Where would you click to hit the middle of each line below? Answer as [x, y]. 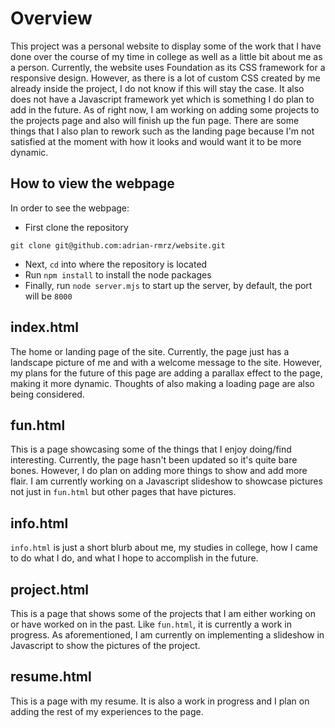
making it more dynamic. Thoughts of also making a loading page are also [162, 383]
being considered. [47, 394]
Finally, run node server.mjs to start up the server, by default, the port [168, 285]
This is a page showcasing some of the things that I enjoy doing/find [151, 449]
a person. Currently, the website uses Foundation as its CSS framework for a [168, 67]
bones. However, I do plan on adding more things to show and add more [159, 471]
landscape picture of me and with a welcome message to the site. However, [166, 362]
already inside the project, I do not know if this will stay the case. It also [157, 88]
